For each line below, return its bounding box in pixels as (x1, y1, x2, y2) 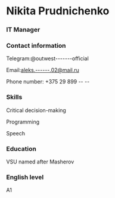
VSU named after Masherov (6, 158, 74, 165)
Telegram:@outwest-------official (6, 55, 89, 62)
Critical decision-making (6, 106, 67, 114)
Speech (6, 129, 26, 137)
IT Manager (6, 26, 41, 34)
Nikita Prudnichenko (6, 4, 110, 18)
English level (6, 173, 44, 181)
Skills (6, 93, 23, 101)
